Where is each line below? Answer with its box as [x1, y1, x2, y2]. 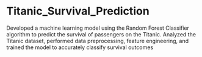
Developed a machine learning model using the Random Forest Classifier [6, 24, 189, 32]
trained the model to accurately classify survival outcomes [6, 44, 154, 51]
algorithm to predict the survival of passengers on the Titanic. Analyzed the [6, 30, 197, 38]
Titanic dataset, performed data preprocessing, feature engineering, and [6, 37, 189, 44]
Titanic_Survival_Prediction [6, 4, 150, 18]
